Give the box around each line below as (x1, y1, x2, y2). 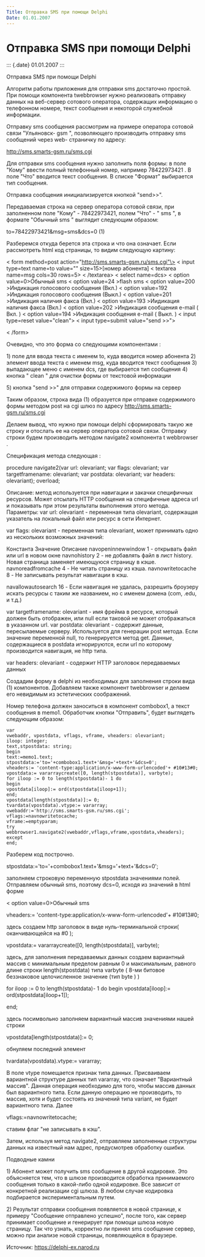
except (6, 835, 23, 841)
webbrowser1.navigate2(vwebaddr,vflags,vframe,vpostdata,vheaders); (6, 829, 185, 836)
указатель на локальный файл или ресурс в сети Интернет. (6, 515, 162, 522)
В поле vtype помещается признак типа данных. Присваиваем (6, 1069, 171, 1077)
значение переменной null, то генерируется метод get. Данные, (6, 634, 174, 641)
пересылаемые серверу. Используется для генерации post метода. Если (6, 628, 198, 635)
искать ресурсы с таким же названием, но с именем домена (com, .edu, (6, 590, 197, 597)
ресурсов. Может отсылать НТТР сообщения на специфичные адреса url (6, 495, 199, 503)
